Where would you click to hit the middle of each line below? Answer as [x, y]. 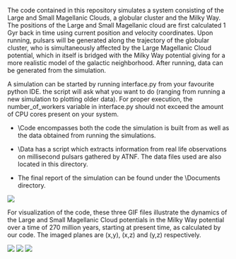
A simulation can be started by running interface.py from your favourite [111, 84]
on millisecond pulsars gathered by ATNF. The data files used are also [119, 156]
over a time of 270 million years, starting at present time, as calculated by [114, 227]
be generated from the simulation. [57, 70]
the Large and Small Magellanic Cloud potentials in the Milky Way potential [116, 220]
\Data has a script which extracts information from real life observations [122, 149]
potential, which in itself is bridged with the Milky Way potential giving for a [117, 55]
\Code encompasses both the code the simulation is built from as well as [123, 128]
